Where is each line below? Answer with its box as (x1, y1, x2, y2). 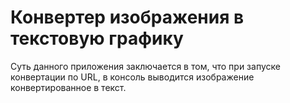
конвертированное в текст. (10, 81, 127, 93)
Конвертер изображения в (10, 6, 245, 29)
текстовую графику (10, 27, 184, 50)
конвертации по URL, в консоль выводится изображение (10, 71, 255, 83)
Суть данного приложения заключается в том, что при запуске (10, 60, 281, 72)
